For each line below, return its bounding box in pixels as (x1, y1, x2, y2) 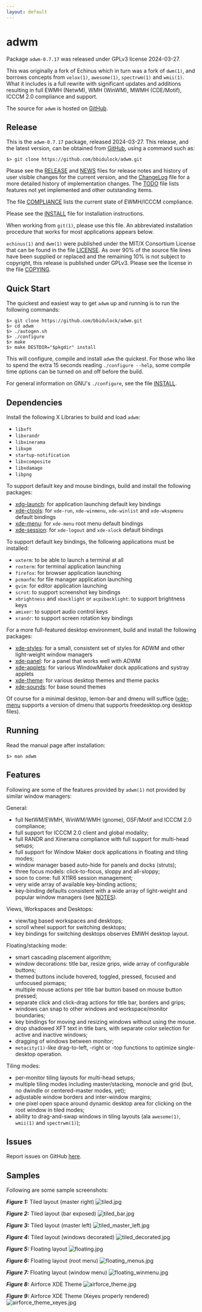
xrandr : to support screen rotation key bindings (15, 614, 133, 622)
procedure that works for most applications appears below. (6, 228, 154, 236)
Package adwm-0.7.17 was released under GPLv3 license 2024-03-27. (6, 55, 181, 63)
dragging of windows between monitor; (15, 1037, 114, 1045)
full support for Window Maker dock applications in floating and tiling (15, 848, 188, 856)
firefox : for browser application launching (15, 569, 121, 576)
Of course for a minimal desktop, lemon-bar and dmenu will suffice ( (6, 695, 177, 702)
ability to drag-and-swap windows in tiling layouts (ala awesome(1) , (15, 1113, 181, 1120)
